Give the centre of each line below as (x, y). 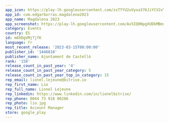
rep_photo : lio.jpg (26, 103)
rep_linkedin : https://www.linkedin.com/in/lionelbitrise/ (68, 94)
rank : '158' (18, 61)
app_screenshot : (22, 24)
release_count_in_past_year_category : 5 (48, 71)
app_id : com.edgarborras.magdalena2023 (47, 15)
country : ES (18, 33)
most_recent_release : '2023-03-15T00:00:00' (53, 47)
